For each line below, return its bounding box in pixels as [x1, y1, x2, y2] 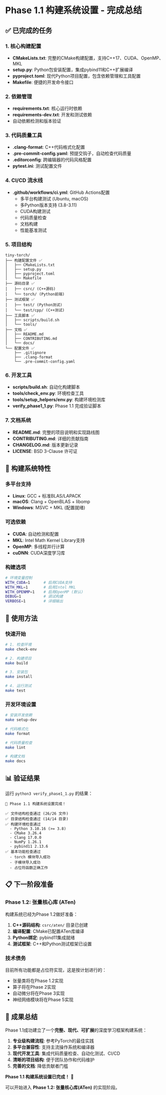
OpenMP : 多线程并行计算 [12, 543, 65, 550]
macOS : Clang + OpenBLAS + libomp [12, 499, 91, 505]
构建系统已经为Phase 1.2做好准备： [5, 911, 78, 917]
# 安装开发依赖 [5, 713, 33, 718]
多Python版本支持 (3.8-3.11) [20, 202, 77, 208]
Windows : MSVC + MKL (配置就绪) [12, 505, 86, 511]
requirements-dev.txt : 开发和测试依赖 [12, 112, 92, 118]
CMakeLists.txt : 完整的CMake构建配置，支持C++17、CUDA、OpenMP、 [12, 55, 163, 61]
